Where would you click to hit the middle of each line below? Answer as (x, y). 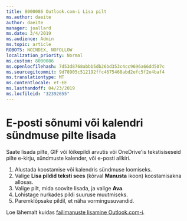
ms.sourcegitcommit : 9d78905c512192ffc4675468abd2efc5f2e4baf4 (86, 72)
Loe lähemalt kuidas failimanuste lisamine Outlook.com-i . (76, 212)
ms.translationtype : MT (35, 77)
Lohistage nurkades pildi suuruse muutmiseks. (71, 194)
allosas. (24, 182)
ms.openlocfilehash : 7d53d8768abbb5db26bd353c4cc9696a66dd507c (86, 66)
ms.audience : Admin (30, 39)
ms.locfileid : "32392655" (38, 94)
